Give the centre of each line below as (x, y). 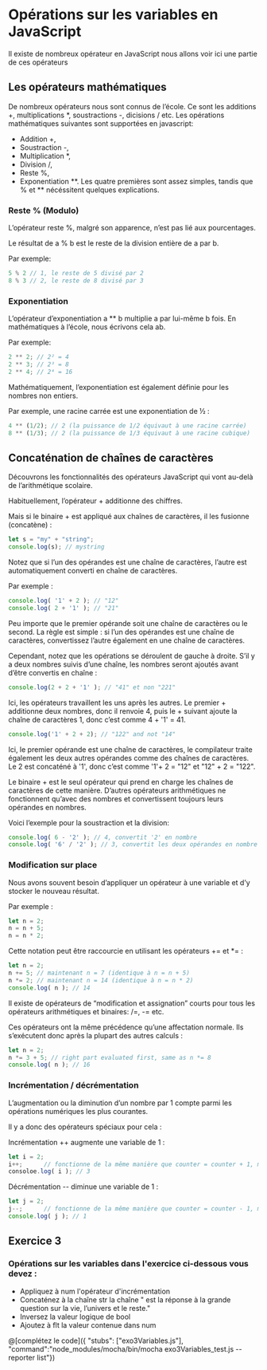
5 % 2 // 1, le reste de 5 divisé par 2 (76, 274)
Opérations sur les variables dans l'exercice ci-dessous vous (128, 1264)
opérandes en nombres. (48, 807)
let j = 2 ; (26, 1202)
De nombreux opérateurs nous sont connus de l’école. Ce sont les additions (132, 106)
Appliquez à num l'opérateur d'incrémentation (95, 1291)
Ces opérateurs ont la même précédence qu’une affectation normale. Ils (126, 1027)
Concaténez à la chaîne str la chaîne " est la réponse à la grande (125, 1299)
